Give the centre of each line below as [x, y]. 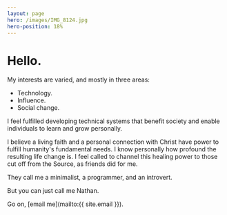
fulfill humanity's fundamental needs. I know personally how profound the [112, 149]
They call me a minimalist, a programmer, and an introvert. [90, 178]
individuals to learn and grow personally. [65, 129]
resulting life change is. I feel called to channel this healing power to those [112, 157]
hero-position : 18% [35, 26]
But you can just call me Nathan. [53, 191]
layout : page [26, 13]
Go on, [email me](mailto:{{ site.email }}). [66, 204]
